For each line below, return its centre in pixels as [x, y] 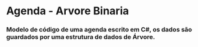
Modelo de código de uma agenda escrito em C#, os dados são [99, 30]
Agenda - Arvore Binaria [68, 11]
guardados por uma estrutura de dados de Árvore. [81, 37]
